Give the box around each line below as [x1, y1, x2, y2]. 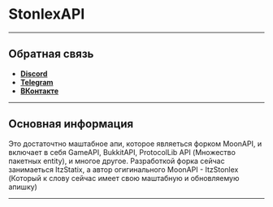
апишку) [8, 182, 38, 192]
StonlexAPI [8, 5, 85, 24]
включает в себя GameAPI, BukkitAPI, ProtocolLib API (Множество [8, 147, 236, 157]
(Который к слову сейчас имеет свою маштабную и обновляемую [8, 173, 240, 183]
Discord [19, 68, 48, 78]
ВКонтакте [19, 86, 59, 96]
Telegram [19, 77, 54, 87]
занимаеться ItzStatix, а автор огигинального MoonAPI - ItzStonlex [8, 164, 239, 175]
